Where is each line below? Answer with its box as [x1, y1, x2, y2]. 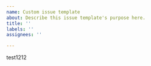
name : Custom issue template [6, 9, 80, 15]
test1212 [6, 54, 27, 61]
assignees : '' [6, 32, 43, 38]
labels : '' [6, 26, 34, 32]
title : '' [6, 20, 32, 26]
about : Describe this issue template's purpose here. [6, 15, 146, 21]
